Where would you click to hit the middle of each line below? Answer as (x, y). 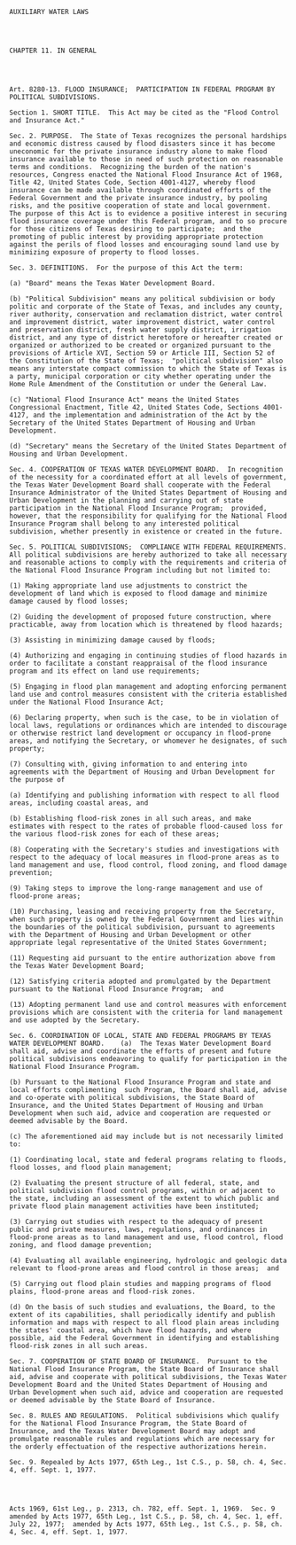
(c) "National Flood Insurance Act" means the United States (125, 400)
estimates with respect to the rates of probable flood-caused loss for (146, 826)
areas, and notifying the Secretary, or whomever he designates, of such (148, 741)
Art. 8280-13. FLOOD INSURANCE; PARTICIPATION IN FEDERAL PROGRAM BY (142, 90)
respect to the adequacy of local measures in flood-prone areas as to (144, 857)
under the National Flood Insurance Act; (87, 702)
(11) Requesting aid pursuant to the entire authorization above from (142, 958)
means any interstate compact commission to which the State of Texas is (148, 369)
